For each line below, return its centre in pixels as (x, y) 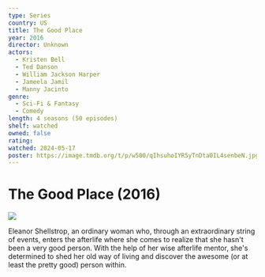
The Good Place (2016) (84, 194)
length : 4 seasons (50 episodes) (63, 119)
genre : (19, 97)
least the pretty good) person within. (67, 265)
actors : (21, 52)
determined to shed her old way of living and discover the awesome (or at (128, 256)
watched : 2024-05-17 (42, 148)
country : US (28, 23)
